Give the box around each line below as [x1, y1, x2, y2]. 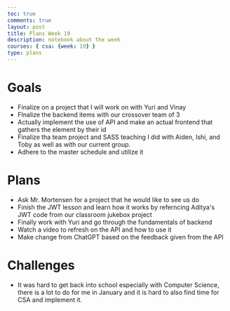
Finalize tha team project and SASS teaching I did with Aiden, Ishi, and [17, 133, 221, 141]
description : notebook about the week [7, 37, 121, 44]
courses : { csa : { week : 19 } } [7, 43, 96, 50]
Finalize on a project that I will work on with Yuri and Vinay [17, 102, 187, 111]
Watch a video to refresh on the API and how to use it [17, 225, 172, 234]
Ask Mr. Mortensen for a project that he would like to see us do [17, 195, 200, 204]
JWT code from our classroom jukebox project [17, 210, 152, 218]
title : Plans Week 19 [7, 29, 71, 37]
